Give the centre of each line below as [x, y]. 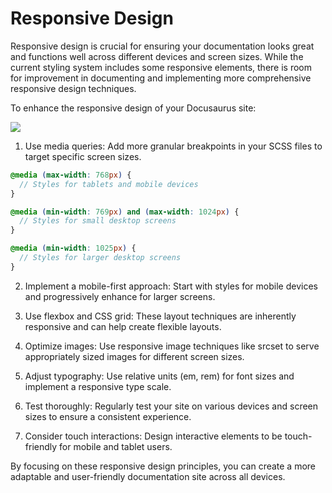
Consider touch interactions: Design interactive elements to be [153, 436]
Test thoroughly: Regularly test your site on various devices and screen [171, 406]
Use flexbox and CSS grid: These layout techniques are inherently [160, 316]
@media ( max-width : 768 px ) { [71, 175]
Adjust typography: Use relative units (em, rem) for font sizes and [159, 376]
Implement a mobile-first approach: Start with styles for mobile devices [171, 286]
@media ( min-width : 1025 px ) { [73, 248]
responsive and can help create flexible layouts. [123, 326]
